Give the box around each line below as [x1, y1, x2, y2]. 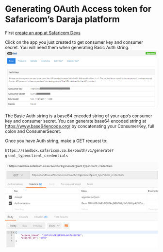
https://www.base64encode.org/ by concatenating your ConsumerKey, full [5, 123, 154, 129]
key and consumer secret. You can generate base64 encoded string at [5, 118, 147, 124]
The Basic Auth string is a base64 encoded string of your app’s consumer [5, 113, 152, 119]
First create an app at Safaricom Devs [5, 30, 81, 36]
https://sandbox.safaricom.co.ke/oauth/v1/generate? [5, 148, 114, 153]
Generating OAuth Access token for [5, 3, 152, 15]
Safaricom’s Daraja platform [5, 14, 120, 25]
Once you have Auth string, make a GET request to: [5, 138, 108, 144]
